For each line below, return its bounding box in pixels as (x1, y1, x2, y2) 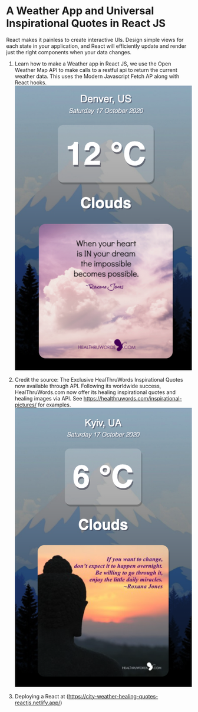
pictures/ (14, 401, 37, 408)
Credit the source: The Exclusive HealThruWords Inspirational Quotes (14, 376, 184, 383)
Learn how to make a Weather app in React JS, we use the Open (14, 60, 171, 67)
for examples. (38, 401, 71, 408)
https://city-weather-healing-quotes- (68, 693, 159, 700)
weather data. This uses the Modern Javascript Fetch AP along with (14, 73, 180, 80)
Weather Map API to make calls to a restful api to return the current (14, 66, 178, 73)
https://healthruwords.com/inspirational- (83, 395, 182, 402)
